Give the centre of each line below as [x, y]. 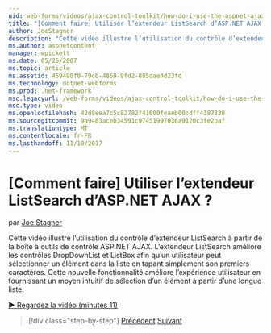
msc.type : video [35, 106]
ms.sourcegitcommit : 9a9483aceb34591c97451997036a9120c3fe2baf [117, 121]
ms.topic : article [39, 69]
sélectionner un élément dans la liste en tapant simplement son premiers [129, 264]
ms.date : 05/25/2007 [43, 61]
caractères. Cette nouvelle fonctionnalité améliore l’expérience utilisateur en [135, 273]
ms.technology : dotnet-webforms [63, 83]
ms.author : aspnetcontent [52, 46]
